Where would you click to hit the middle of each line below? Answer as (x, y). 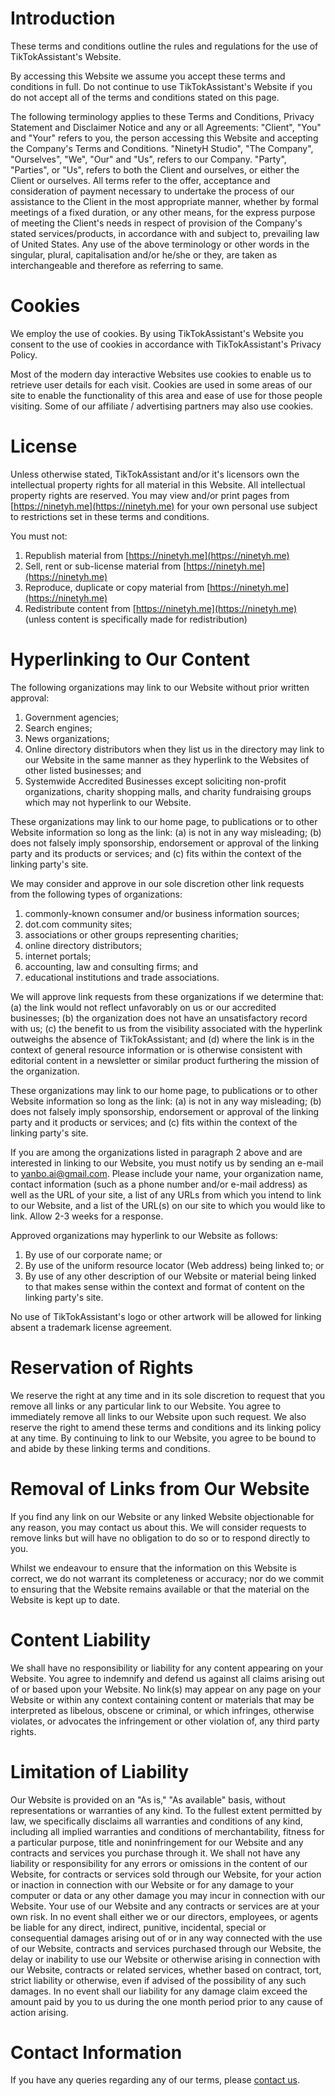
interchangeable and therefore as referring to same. (117, 265)
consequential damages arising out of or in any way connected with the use (166, 1938)
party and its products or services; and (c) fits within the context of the (156, 853)
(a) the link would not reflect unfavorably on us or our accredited (143, 1007)
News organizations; (67, 738)
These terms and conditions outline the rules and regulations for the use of (164, 46)
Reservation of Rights (102, 1367)
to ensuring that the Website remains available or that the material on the (160, 1589)
